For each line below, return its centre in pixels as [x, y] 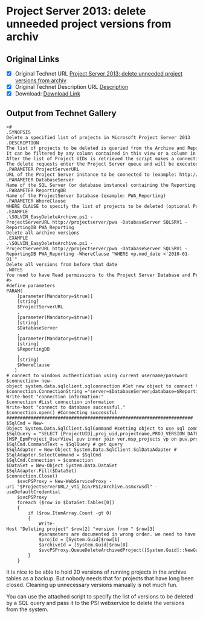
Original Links [33, 59]
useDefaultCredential [34, 492]
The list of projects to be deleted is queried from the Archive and [96, 148]
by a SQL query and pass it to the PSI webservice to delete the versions [95, 603]
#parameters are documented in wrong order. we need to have [117, 534]
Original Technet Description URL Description [72, 87]
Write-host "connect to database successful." [66, 407]
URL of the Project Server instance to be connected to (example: [92, 175]
